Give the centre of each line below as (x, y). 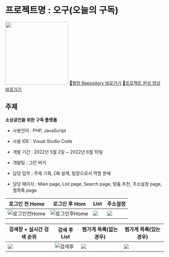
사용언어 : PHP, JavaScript (39, 130)
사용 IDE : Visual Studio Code (43, 141)
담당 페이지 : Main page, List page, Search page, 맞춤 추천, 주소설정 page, (87, 184)
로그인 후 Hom (69, 204)
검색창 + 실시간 (26, 229)
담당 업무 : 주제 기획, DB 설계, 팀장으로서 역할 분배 (62, 173)
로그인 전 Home (27, 204)
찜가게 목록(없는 (100, 229)
